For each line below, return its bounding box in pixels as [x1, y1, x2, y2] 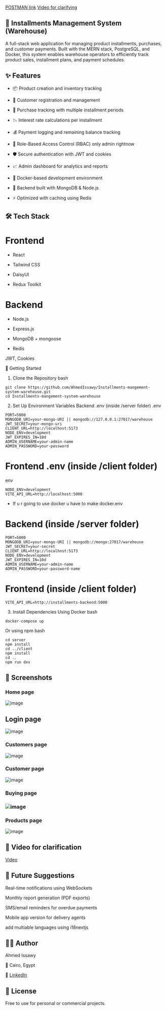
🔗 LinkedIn [5, 972, 27, 978]
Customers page [5, 741, 47, 748]
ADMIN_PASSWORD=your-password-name [5, 566, 80, 571]
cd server [5, 637, 26, 642]
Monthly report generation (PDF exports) [5, 895, 90, 901]
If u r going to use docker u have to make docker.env [12, 500, 123, 506]
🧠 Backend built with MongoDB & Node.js [12, 185, 99, 191]
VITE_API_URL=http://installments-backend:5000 [5, 600, 108, 605]
